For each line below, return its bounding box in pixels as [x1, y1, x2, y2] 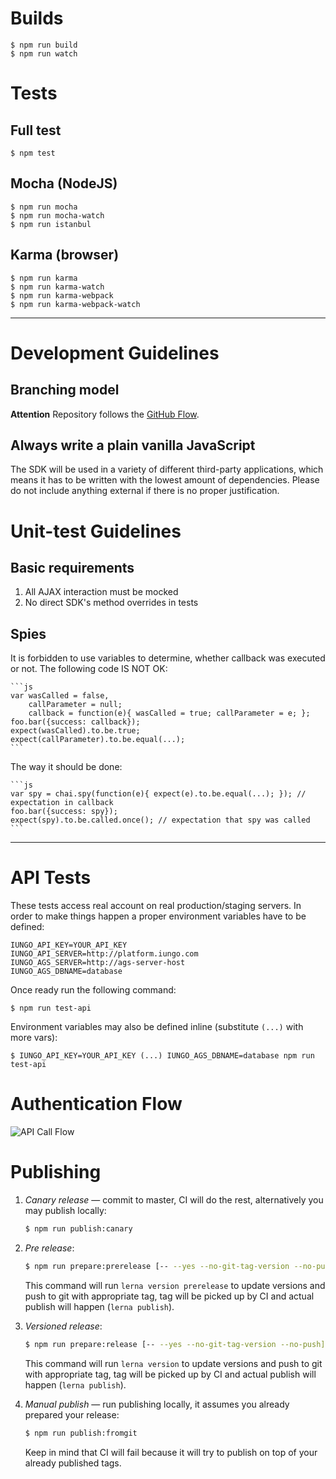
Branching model [10, 382, 120, 399]
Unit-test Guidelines [10, 520, 182, 542]
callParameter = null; [28, 700, 123, 710]
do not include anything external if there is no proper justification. [10, 485, 280, 497]
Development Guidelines [10, 342, 220, 364]
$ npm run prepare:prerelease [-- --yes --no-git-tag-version [24, 1261, 290, 1271]
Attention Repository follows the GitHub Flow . [10, 408, 200, 420]
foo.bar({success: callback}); [10, 717, 141, 727]
